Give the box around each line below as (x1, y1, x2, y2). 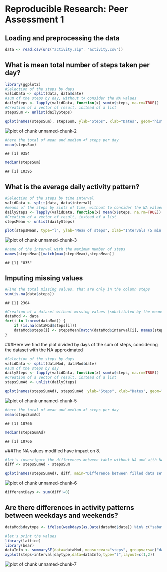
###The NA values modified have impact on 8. (5, 448, 101, 454)
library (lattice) (5, 538, 41, 543)
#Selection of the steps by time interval (5, 196, 94, 201)
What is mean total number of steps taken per (5, 61, 150, 69)
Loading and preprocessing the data (5, 34, 120, 42)
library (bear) (5, 543, 35, 548)
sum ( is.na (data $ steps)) (5, 291, 55, 296)
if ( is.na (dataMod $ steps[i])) (14, 323, 77, 328)
